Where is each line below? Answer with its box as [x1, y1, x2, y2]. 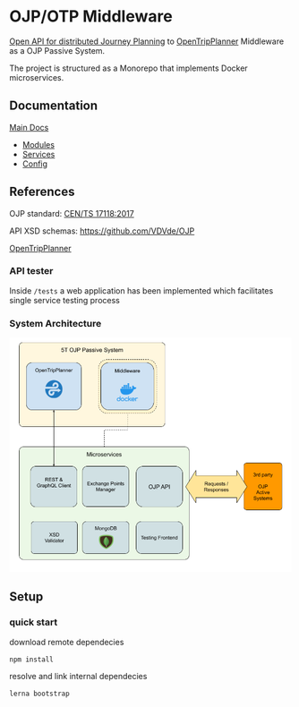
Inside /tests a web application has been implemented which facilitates [9, 285, 274, 296]
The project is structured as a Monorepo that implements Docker [9, 63, 248, 73]
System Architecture [9, 317, 102, 329]
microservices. [9, 72, 64, 82]
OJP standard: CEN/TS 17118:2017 [9, 208, 134, 218]
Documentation [9, 98, 98, 114]
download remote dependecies [9, 636, 124, 647]
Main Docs [9, 122, 49, 132]
